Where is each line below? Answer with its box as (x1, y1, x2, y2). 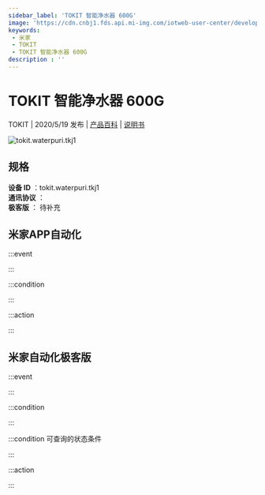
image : (8, 19, 30, 27)
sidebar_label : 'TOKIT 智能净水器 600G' (8, 11, 136, 20)
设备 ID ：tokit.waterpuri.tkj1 (8, 182, 100, 192)
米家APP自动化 (8, 228, 81, 242)
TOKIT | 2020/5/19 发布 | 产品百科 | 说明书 (8, 119, 145, 129)
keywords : (8, 26, 41, 34)
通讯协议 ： (8, 193, 45, 202)
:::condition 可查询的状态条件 (8, 434, 103, 444)
